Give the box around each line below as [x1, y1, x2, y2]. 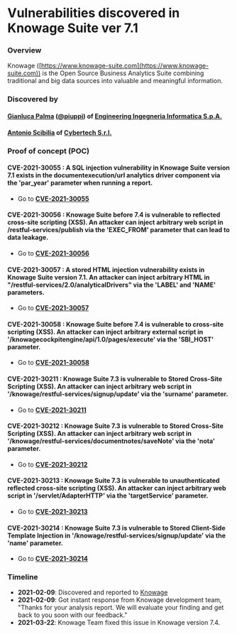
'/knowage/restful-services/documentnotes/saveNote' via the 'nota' [7, 437, 215, 445]
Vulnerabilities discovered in [7, 5, 180, 21]
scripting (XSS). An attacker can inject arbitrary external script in [7, 327, 204, 336]
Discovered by [7, 94, 59, 104]
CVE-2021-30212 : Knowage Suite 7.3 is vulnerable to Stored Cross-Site [7, 422, 224, 430]
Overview [7, 45, 42, 55]
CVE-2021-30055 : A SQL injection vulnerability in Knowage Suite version [7, 163, 231, 172]
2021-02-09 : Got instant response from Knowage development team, [17, 596, 222, 604]
